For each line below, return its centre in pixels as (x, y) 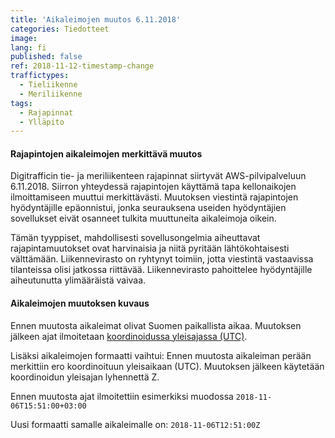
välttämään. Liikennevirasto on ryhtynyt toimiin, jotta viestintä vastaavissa (162, 259)
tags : (21, 103)
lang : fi (28, 47)
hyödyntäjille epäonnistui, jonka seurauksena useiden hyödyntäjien (148, 208)
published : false (46, 57)
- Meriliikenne (51, 94)
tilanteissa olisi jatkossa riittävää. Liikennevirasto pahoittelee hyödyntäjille (161, 270)
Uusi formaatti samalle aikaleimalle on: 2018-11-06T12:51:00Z (135, 424)
